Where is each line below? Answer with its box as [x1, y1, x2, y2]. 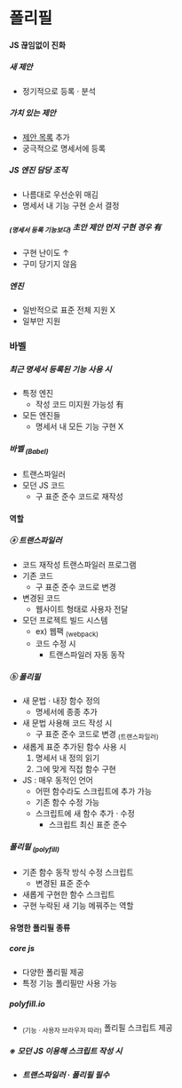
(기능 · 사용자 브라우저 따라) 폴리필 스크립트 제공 [21, 1022, 173, 1035]
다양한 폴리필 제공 [21, 966, 84, 977]
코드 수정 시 [35, 639, 76, 649]
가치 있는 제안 [9, 107, 56, 118]
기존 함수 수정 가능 [35, 797, 100, 808]
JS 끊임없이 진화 [9, 39, 67, 50]
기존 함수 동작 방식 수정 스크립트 [21, 867, 134, 878]
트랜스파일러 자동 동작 [48, 649, 126, 660]
